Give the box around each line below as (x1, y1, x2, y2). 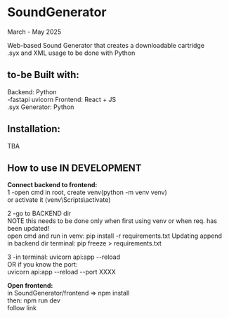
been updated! (7, 224, 50, 233)
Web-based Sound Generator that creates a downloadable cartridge (7, 41, 205, 49)
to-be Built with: (7, 69, 79, 81)
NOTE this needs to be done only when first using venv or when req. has (7, 217, 218, 225)
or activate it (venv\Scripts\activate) (7, 196, 111, 204)
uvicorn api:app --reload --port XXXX (7, 268, 116, 276)
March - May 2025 (7, 27, 62, 36)
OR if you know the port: (7, 260, 78, 269)
